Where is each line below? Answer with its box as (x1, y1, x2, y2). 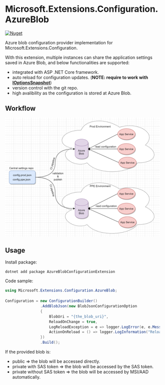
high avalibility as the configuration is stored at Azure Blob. (12, 90, 132, 96)
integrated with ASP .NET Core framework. (12, 69, 99, 75)
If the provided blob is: (5, 349, 51, 355)
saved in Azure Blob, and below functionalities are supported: (5, 59, 130, 65)
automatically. (12, 374, 41, 380)
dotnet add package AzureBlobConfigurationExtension (5, 269, 115, 274)
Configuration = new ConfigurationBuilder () (5, 298, 98, 303)
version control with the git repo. (12, 85, 79, 90)
